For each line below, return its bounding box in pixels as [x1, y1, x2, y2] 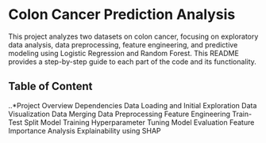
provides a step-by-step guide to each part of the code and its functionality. [8, 57, 256, 66]
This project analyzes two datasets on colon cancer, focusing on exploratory [8, 32, 259, 41]
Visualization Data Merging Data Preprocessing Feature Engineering [8, 109, 231, 119]
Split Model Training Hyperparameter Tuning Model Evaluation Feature [24, 117, 255, 127]
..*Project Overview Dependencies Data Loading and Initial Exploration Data [8, 100, 257, 110]
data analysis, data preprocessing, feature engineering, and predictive [8, 40, 238, 49]
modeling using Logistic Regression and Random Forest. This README [8, 48, 240, 58]
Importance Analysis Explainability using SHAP [8, 126, 161, 135]
